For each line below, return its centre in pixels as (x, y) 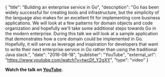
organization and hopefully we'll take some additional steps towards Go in (81, 28)
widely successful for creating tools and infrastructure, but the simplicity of (82, 12)
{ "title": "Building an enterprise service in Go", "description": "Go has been (82, 7)
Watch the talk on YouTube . (34, 70)
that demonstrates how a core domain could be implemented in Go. (74, 39)
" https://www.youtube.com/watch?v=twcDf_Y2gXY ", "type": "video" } (77, 60)
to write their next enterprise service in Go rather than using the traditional (81, 49)
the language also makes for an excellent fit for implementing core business (83, 18)
